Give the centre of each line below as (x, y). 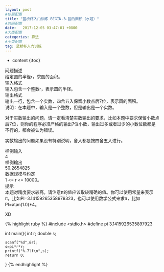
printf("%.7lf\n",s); (27, 251)
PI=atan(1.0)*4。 (22, 204)
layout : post (18, 10)
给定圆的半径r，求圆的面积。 (34, 76)
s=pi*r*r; (15, 246)
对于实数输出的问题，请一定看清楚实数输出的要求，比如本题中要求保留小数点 (82, 118)
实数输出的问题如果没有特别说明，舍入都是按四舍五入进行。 (65, 140)
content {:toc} (26, 60)
